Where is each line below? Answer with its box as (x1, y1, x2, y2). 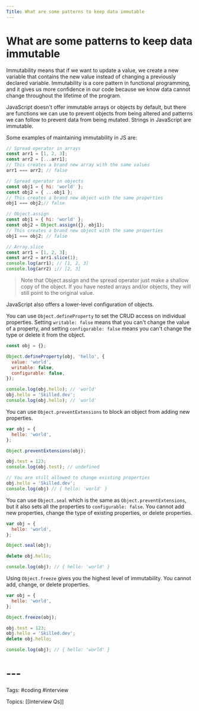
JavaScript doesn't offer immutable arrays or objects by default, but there (6, 103, 187, 111)
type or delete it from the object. (6, 331, 86, 339)
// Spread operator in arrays (6, 145, 81, 152)
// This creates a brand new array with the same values (6, 162, 150, 168)
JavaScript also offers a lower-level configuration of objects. (6, 301, 154, 308)
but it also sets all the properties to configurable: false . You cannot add (6, 503, 185, 510)
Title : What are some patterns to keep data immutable (6, 8, 145, 15)
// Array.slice (6, 244, 44, 250)
